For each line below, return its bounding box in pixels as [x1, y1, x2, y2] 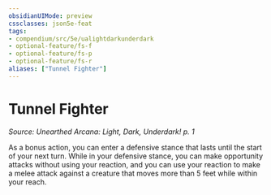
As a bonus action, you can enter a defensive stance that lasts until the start [8, 142, 262, 152]
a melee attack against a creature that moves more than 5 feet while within [8, 168, 258, 178]
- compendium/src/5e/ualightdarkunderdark [8, 34, 154, 43]
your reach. [8, 176, 47, 187]
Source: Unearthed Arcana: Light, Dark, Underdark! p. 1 [8, 127, 195, 136]
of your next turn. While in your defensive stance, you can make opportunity [8, 151, 264, 161]
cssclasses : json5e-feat [8, 19, 92, 28]
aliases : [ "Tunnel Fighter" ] [8, 65, 107, 73]
